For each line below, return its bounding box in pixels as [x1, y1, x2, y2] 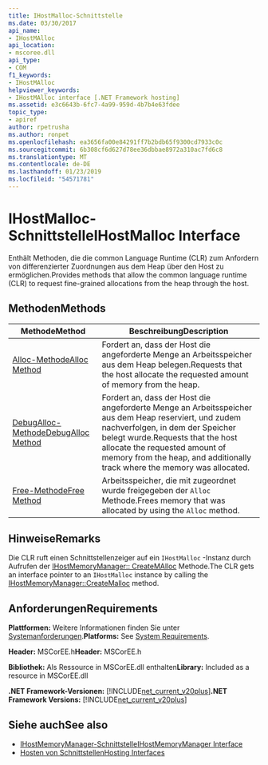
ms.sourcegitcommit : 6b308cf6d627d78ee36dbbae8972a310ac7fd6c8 [8, 145, 223, 153]
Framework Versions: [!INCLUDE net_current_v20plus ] [8, 695, 187, 704]
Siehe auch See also [8, 718, 108, 731]
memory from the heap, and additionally [101, 452, 252, 463]
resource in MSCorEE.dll [8, 671, 89, 680]
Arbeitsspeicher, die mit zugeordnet [101, 475, 237, 486]
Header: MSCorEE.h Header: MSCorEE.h [8, 647, 142, 656]
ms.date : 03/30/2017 [8, 19, 77, 27]
